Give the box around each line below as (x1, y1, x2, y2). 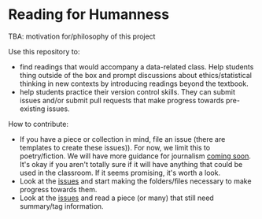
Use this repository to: (8, 46, 80, 56)
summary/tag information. (19, 201, 104, 210)
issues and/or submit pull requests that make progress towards (19, 95, 224, 105)
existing (19, 104, 46, 113)
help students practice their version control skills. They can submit (19, 87, 236, 96)
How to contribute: (8, 119, 69, 128)
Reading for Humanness (8, 6, 170, 24)
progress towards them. (19, 184, 98, 194)
